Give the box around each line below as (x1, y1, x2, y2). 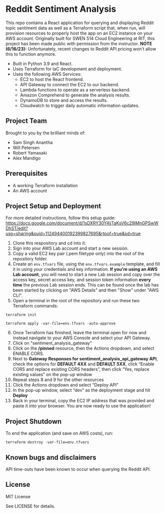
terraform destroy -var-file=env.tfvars (5, 440, 90, 445)
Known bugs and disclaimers (5, 453, 97, 461)
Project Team (5, 117, 47, 125)
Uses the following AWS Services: (12, 71, 82, 77)
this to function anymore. (5, 51, 56, 57)
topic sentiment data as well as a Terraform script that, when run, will (5, 25, 145, 31)
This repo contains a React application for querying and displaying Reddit (5, 20, 154, 26)
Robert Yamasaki (12, 150, 47, 156)
